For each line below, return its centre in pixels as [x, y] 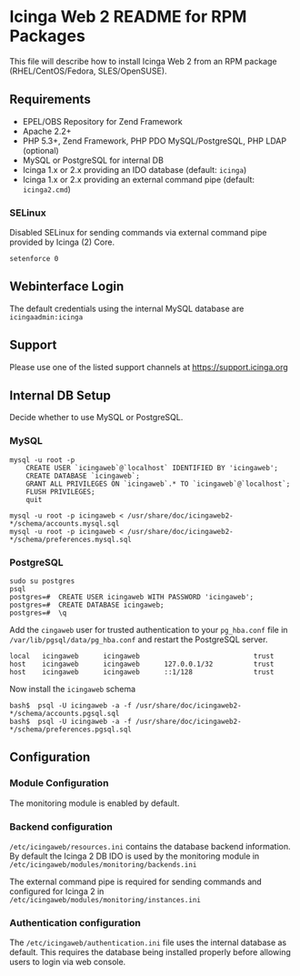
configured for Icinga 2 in [57, 891]
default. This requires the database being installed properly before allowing [150, 952]
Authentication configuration [75, 922]
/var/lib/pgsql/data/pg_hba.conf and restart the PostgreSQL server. [139, 639]
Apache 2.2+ [47, 131]
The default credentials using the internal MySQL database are [127, 308]
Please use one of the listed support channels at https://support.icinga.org [149, 367]
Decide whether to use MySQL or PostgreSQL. [96, 418]
